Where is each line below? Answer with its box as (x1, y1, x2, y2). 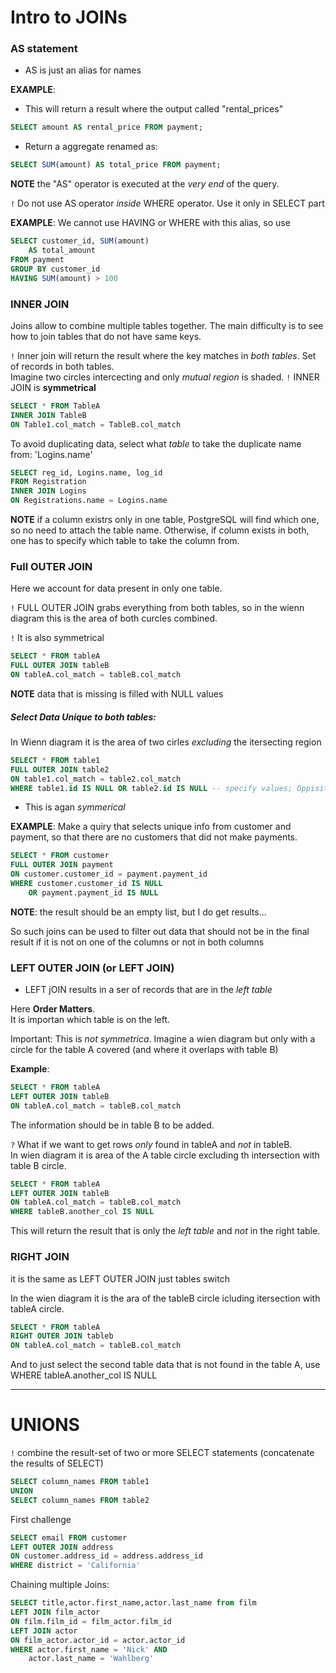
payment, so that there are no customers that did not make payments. (10, 831, 298, 843)
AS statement (10, 42, 78, 56)
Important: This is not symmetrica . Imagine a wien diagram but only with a (10, 1033, 316, 1045)
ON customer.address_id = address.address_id (10, 1551, 203, 1561)
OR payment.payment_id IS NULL (28, 887, 159, 898)
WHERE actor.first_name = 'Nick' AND (10, 1644, 168, 1655)
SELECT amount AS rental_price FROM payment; (10, 122, 203, 133)
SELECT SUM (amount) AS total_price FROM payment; (10, 160, 222, 170)
